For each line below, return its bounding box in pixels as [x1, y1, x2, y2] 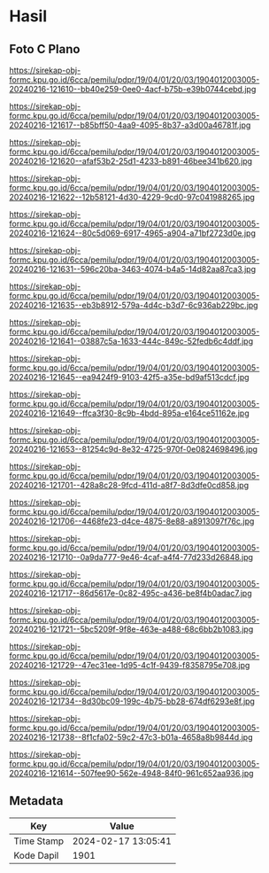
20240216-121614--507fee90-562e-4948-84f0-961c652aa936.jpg [9, 768, 254, 778]
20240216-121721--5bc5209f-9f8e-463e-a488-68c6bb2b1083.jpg [9, 624, 254, 635]
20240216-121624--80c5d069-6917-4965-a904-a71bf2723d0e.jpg [9, 228, 257, 238]
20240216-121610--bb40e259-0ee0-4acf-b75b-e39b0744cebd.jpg [9, 84, 257, 94]
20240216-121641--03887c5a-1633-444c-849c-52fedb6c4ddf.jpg [9, 336, 254, 347]
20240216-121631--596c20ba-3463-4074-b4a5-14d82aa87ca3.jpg [9, 264, 257, 274]
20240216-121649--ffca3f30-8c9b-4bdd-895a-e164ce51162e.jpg [9, 408, 250, 418]
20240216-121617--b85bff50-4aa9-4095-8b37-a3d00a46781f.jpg [9, 120, 251, 130]
